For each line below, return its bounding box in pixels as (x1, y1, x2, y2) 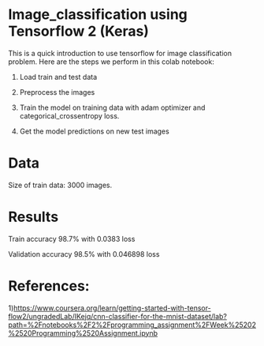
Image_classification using (8, 6, 188, 24)
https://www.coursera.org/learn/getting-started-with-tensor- (13, 303, 211, 313)
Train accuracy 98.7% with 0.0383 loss (8, 234, 136, 243)
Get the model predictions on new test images (19, 126, 169, 136)
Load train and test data (19, 72, 98, 81)
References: (8, 277, 90, 295)
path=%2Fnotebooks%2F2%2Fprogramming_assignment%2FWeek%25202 (8, 320, 256, 329)
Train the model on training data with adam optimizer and (19, 103, 206, 112)
